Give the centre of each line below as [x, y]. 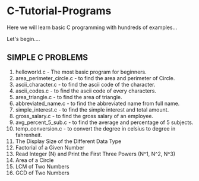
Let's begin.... [23, 39]
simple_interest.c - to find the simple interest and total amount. [92, 109]
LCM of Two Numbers [42, 166]
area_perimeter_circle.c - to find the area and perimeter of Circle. [95, 78]
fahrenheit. [29, 135]
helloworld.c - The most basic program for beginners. [81, 72]
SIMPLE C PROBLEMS [48, 58]
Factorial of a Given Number [50, 147]
